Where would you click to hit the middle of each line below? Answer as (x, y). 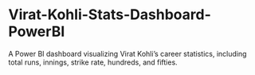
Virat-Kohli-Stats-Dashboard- (110, 15)
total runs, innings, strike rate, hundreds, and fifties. (93, 62)
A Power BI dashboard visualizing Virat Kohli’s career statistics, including (127, 53)
